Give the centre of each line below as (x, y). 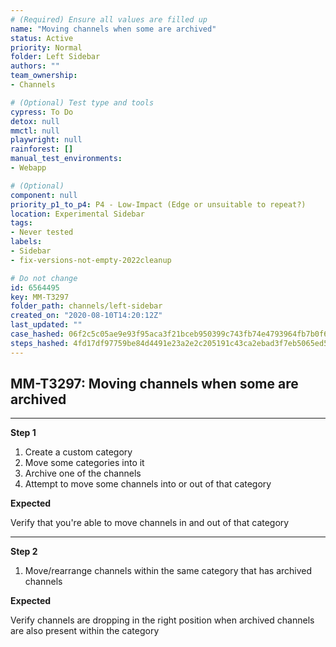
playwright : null (46, 140)
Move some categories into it (84, 463)
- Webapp (28, 168)
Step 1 (23, 433)
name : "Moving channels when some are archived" (113, 29)
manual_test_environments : (66, 159)
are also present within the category (85, 631)
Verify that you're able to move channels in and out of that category (150, 523)
